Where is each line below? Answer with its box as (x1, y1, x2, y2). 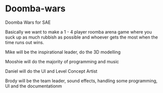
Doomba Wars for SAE (5, 19, 51, 25)
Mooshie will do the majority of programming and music (5, 58, 119, 64)
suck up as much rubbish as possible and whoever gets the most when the (5, 34, 158, 40)
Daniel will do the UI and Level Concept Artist (5, 68, 98, 74)
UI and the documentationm (5, 83, 62, 89)
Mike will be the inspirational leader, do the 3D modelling (5, 49, 121, 55)
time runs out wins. (5, 39, 45, 45)
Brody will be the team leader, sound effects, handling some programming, (5, 78, 158, 84)
